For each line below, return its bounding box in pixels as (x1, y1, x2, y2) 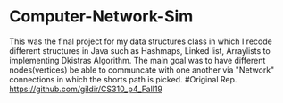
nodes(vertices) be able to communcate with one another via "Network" (9, 64, 275, 75)
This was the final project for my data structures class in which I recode (9, 36, 272, 47)
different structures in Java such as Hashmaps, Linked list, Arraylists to (9, 45, 271, 56)
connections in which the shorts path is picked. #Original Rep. (9, 73, 237, 84)
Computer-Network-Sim (9, 6, 194, 27)
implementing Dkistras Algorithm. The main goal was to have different (9, 55, 266, 65)
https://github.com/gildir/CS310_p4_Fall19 (9, 83, 163, 94)
